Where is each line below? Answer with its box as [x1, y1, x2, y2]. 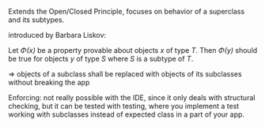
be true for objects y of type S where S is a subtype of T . [8, 54, 194, 63]
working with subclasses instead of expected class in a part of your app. [8, 110, 245, 119]
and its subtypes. [8, 15, 65, 24]
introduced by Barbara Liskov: [8, 31, 107, 39]
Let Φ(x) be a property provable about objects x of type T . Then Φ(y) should [8, 46, 258, 54]
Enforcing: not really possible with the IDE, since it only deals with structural [8, 93, 256, 102]
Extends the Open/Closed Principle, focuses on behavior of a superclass [8, 7, 245, 16]
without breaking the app [8, 78, 90, 87]
